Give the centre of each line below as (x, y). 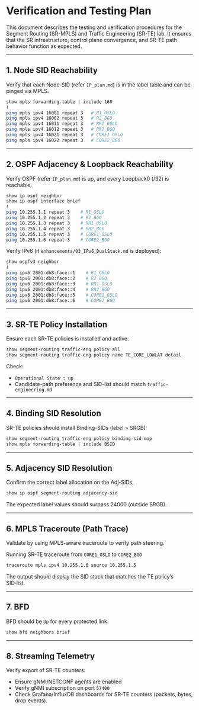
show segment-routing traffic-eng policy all (63, 350)
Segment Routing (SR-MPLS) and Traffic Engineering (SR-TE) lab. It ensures (99, 33)
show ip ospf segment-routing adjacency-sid (62, 493)
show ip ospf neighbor (34, 196)
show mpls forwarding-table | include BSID (61, 444)
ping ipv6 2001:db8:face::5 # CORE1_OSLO (62, 295)
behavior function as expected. (44, 46)
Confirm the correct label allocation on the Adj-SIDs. (70, 482)
